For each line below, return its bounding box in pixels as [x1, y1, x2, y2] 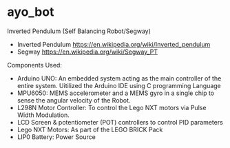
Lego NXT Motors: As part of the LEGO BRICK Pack [17, 125, 163, 134]
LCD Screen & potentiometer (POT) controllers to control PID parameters [17, 118, 224, 126]
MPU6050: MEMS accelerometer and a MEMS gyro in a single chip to [17, 89, 215, 97]
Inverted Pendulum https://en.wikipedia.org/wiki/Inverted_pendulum [17, 40, 211, 48]
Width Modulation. [17, 111, 70, 119]
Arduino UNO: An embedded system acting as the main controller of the [17, 74, 222, 83]
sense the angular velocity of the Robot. [17, 96, 131, 104]
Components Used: [7, 61, 62, 69]
